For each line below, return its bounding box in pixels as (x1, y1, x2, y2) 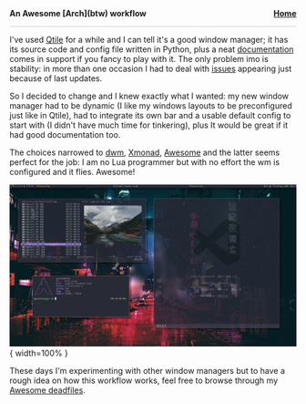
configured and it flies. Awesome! (9, 167, 136, 177)
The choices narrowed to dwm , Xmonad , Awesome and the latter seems (9, 147, 280, 158)
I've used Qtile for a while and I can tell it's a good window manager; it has (9, 35, 289, 45)
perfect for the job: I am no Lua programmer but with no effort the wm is (9, 157, 280, 167)
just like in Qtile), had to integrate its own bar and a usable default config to (9, 110, 291, 120)
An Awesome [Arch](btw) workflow (9, 8, 148, 18)
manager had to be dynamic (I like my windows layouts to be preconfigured (9, 100, 293, 111)
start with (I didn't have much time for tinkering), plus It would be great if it (9, 119, 289, 130)
